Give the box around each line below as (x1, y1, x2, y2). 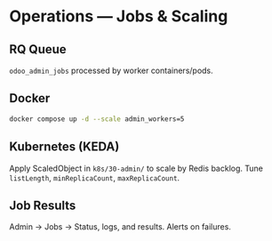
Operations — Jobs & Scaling (9, 6, 228, 27)
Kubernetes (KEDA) (9, 140, 120, 155)
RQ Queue (9, 42, 67, 57)
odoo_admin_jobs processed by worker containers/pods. (9, 65, 213, 76)
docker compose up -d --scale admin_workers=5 (9, 114, 185, 124)
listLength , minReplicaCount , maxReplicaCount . (9, 172, 180, 183)
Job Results (9, 197, 76, 213)
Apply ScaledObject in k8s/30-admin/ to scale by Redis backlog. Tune (9, 163, 264, 173)
